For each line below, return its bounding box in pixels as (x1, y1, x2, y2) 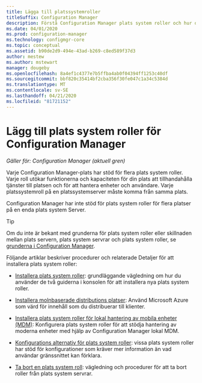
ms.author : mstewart (6, 59, 58, 65)
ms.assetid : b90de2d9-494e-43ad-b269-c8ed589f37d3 (6, 48, 136, 54)
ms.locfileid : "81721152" (6, 98, 71, 104)
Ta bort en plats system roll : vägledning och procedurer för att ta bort (14, 363, 187, 370)
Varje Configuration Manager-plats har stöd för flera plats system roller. (6, 169, 183, 176)
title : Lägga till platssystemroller (6, 8, 101, 15)
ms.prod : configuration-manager (6, 31, 87, 37)
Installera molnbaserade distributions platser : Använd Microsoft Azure (14, 296, 189, 304)
